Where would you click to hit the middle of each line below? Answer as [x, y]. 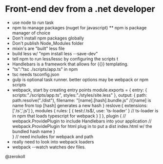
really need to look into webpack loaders [53, 142]
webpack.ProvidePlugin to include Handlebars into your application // [82, 121]
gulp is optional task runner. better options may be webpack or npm [80, 80]
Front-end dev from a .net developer [80, 9]
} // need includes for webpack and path [53, 136]
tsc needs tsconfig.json [36, 74]
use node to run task [33, 22]
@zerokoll [15, 156]
